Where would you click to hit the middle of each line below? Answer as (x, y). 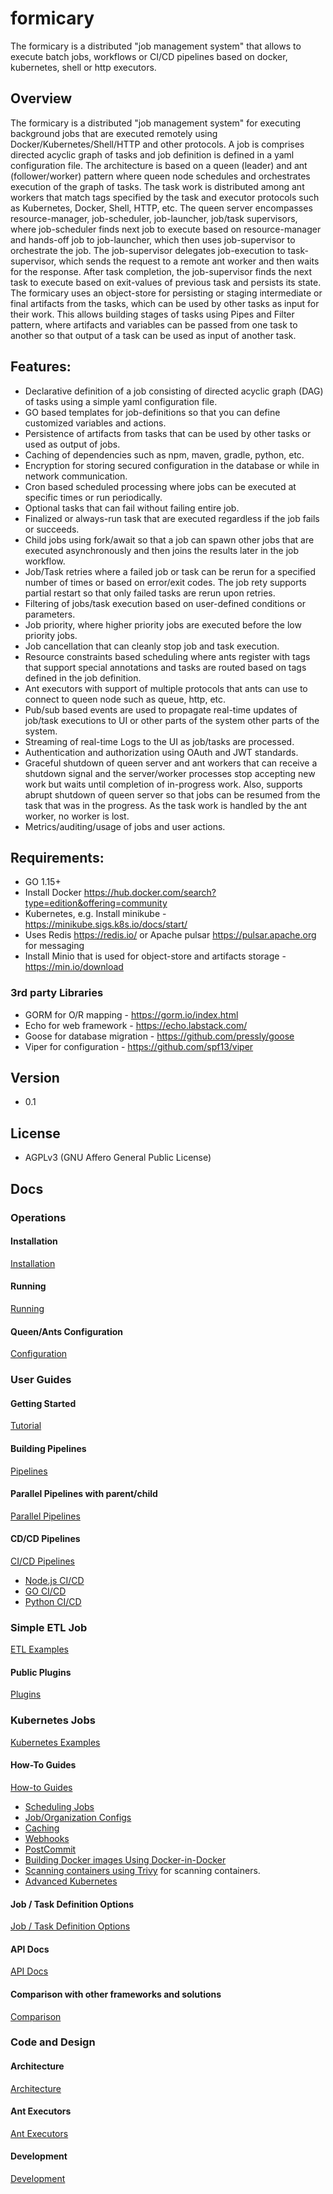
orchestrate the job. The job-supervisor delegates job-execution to (148, 250)
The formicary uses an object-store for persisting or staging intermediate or (166, 293)
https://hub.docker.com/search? (150, 893)
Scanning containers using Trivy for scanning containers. (142, 1870)
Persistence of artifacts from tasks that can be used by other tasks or (168, 433)
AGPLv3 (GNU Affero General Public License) (118, 1158)
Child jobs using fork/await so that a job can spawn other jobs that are (169, 539)
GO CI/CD (45, 1591)
